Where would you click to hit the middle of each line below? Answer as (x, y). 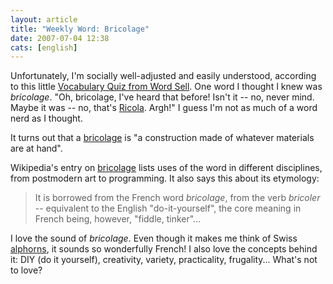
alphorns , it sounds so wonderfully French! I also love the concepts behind (164, 249)
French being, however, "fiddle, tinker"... (118, 219)
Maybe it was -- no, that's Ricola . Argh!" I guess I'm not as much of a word (164, 108)
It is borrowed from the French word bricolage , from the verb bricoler (177, 198)
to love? (26, 270)
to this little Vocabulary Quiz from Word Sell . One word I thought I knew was (166, 87)
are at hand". (36, 148)
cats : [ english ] (44, 47)
